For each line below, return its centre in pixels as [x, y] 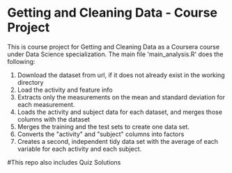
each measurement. [46, 104]
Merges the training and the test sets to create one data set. [103, 126]
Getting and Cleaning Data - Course [113, 13]
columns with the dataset [54, 119]
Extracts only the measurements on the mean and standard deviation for [121, 97]
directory [30, 82]
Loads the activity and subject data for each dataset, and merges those [120, 112]
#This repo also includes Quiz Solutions [64, 162]
